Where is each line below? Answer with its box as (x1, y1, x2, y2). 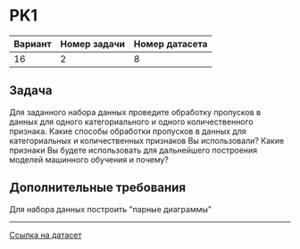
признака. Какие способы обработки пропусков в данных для (9, 126, 247, 137)
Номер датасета (133, 37, 208, 50)
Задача (9, 83, 53, 98)
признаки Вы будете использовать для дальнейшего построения (9, 145, 258, 155)
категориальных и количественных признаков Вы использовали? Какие (9, 135, 285, 145)
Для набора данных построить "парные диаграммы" (9, 203, 212, 214)
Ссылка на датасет (9, 229, 82, 240)
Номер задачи (60, 37, 126, 50)
